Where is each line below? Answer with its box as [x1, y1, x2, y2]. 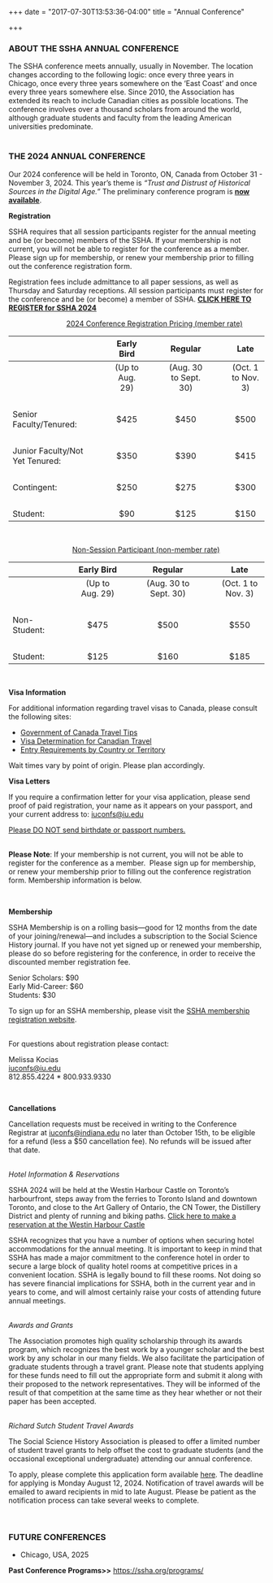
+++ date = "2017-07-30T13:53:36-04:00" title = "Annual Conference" [8, 7, 245, 16]
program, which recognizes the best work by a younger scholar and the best [8, 1344, 265, 1354]
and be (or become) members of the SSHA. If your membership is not [8, 235, 241, 245]
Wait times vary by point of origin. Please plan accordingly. [8, 760, 206, 770]
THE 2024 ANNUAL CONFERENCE [8, 150, 146, 162]
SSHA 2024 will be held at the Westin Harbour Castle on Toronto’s [8, 1185, 230, 1195]
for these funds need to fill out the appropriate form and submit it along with [8, 1370, 263, 1380]
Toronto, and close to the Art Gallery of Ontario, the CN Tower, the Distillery [8, 1202, 262, 1212]
